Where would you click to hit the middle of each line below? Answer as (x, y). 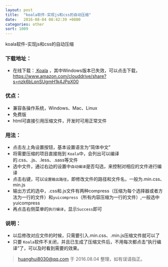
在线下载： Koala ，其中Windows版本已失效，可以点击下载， (76, 71)
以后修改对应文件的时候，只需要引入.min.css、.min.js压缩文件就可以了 (86, 235)
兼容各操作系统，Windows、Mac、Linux (55, 108)
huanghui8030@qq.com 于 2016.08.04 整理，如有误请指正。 (81, 259)
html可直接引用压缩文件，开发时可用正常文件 (60, 121)
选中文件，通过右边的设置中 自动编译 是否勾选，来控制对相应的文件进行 (85, 167)
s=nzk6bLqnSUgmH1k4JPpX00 (46, 82)
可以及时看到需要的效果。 (55, 248)
